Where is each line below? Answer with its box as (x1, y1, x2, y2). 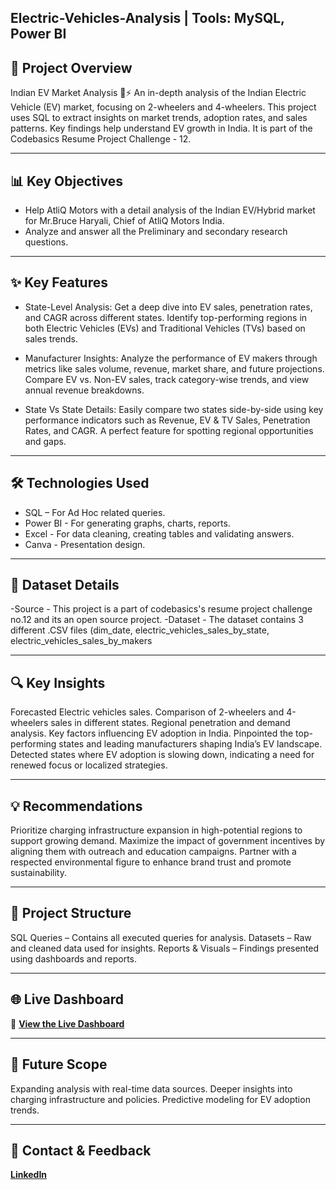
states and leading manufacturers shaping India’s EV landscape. (58, 738, 323, 750)
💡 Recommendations (10, 797, 143, 815)
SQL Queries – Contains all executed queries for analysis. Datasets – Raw (10, 931, 312, 943)
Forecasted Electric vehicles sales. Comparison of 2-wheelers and (10, 706, 285, 718)
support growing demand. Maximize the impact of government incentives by (10, 835, 326, 847)
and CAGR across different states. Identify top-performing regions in (24, 311, 308, 323)
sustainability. (10, 867, 67, 879)
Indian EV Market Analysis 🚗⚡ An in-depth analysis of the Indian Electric (10, 87, 307, 99)
